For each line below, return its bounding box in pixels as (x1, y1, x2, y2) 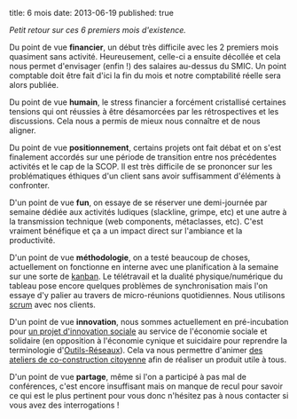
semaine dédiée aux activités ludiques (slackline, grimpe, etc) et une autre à (9, 207, 287, 217)
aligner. (9, 125, 37, 136)
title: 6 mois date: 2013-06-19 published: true (9, 8, 175, 18)
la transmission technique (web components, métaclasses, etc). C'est (9, 217, 263, 226)
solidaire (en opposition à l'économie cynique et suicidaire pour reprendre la (9, 336, 288, 345)
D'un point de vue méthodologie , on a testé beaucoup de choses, (9, 252, 251, 263)
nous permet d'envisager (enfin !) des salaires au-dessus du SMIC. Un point (9, 61, 286, 71)
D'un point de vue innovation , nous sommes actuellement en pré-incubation (9, 317, 289, 327)
